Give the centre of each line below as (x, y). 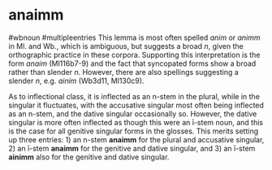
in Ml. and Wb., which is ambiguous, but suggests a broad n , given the (126, 46)
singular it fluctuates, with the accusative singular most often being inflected (136, 105)
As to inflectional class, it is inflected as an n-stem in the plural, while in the (134, 96)
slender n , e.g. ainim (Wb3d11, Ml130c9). (76, 81)
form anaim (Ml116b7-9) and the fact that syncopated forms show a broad (132, 63)
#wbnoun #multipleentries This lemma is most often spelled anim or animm (135, 37)
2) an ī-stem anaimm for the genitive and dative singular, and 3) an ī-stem (132, 148)
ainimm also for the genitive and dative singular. (89, 157)
